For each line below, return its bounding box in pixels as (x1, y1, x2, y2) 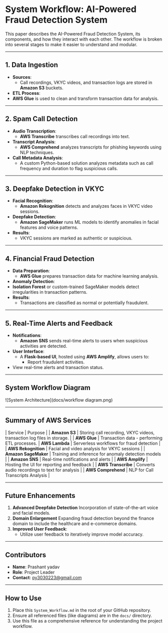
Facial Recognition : (12, 198, 53, 204)
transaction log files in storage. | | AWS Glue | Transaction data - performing (5, 435, 162, 441)
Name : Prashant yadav (12, 564, 60, 570)
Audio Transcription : (12, 128, 56, 134)
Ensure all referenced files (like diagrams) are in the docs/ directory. (12, 612, 152, 618)
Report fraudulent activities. (27, 359, 85, 365)
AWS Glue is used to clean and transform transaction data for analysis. (12, 95, 159, 101)
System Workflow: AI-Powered (5, 4, 136, 15)
